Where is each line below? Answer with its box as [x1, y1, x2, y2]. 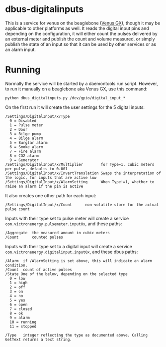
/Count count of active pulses [5, 267, 72, 272]
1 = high [9, 280, 28, 285]
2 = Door [9, 127, 28, 132]
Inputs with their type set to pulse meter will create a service [5, 215, 129, 221]
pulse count [5, 206, 30, 212]
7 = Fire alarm [9, 149, 41, 154]
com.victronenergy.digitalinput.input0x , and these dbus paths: [5, 249, 138, 255]
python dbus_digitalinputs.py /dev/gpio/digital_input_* [5, 95, 126, 100]
